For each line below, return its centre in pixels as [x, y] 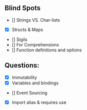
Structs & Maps [27, 30]
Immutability [24, 77]
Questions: [22, 65]
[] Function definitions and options [47, 50]
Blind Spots [22, 8]
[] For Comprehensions [35, 44]
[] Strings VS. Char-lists [36, 20]
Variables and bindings [35, 83]
